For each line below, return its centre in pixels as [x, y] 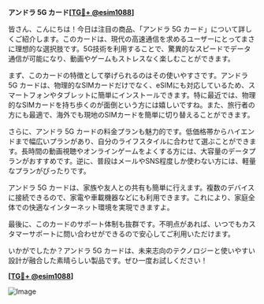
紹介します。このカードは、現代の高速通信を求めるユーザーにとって [132, 39]
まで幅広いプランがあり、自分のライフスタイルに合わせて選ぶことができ [132, 141]
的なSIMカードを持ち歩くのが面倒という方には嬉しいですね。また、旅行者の [132, 105]
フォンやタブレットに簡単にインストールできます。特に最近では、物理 [142, 95]
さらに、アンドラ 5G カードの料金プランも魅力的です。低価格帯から [118, 132]
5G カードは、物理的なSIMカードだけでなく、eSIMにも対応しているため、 [128, 85]
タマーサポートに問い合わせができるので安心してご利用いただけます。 [121, 234]
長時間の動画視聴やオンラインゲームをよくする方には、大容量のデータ [135, 151]
